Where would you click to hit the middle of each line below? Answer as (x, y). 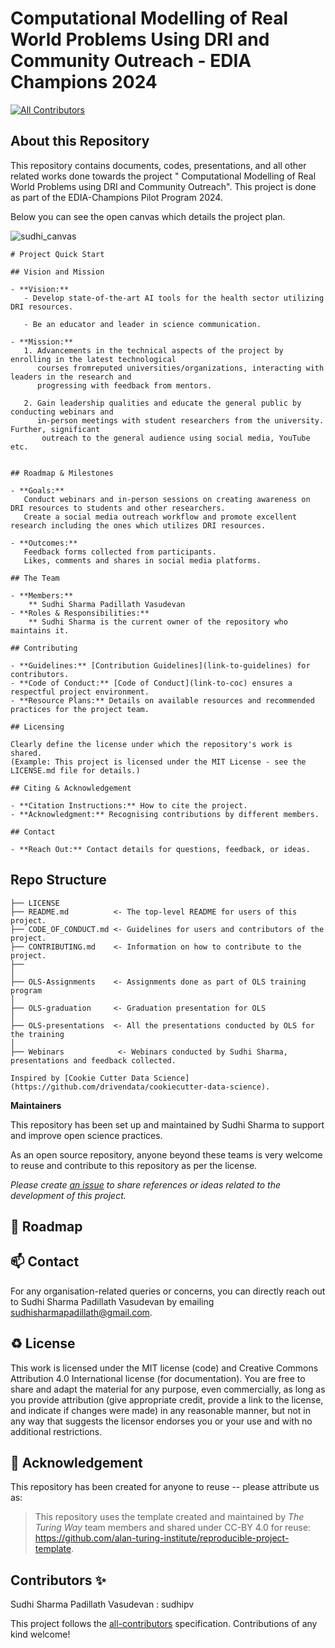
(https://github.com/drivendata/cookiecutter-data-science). (140, 1087)
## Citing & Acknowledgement (71, 788)
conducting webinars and (62, 412)
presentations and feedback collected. (93, 1060)
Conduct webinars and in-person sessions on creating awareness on (167, 499)
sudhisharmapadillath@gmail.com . (81, 1312)
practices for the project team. (80, 709)
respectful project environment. (80, 692)
